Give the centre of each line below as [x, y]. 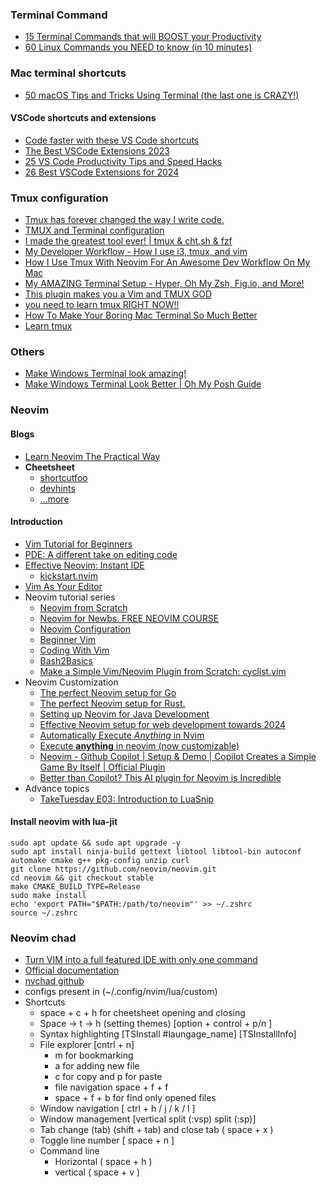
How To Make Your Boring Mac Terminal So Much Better [141, 315]
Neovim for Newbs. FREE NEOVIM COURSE [129, 618]
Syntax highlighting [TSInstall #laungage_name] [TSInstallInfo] [168, 1034]
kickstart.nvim [68, 575]
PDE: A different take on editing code [101, 554]
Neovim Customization [71, 682]
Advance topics [57, 788]
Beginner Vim [68, 639]
